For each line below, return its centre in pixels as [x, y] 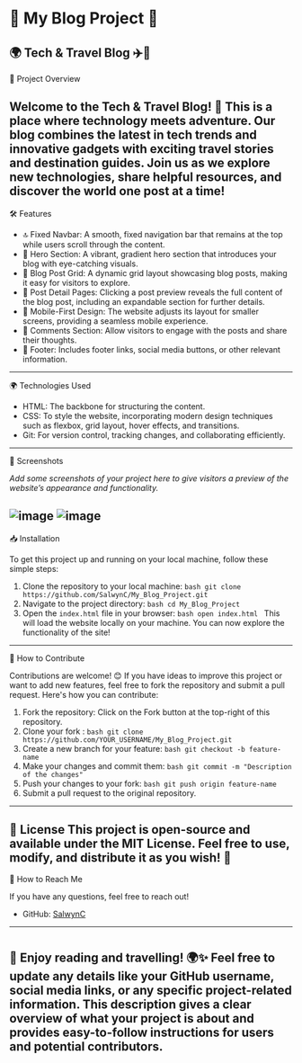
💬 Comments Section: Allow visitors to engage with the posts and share [155, 330]
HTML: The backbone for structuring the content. [114, 406]
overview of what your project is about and [132, 1018]
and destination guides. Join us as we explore [140, 163]
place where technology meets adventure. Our [142, 121]
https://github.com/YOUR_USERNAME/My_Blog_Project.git [127, 740]
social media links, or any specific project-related [151, 990]
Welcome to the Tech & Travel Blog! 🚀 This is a [141, 107]
